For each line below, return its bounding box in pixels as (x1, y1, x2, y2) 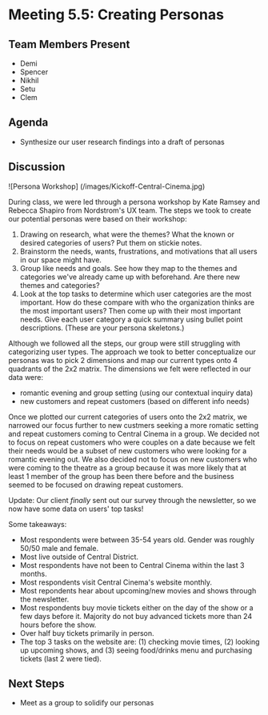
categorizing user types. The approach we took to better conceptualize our (8, 346, 256, 357)
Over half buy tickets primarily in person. (19, 628, 154, 637)
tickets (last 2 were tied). (19, 653, 102, 663)
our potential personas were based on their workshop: (8, 214, 187, 223)
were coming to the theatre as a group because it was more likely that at (8, 462, 246, 473)
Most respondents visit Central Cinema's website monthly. (19, 577, 213, 587)
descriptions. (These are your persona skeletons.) (19, 322, 185, 333)
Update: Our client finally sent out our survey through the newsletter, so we (8, 495, 257, 505)
